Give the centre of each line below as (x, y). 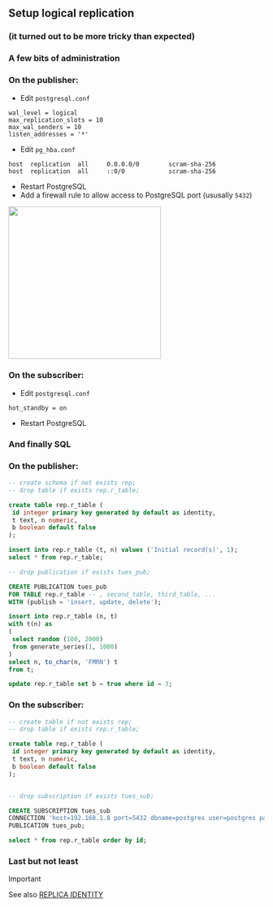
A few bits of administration (64, 59)
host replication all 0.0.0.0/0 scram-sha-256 (113, 164)
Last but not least (43, 861)
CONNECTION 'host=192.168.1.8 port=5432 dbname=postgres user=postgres (132, 818)
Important (25, 879)
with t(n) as (30, 624)
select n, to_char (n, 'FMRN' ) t (63, 662)
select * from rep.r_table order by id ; (78, 840)
